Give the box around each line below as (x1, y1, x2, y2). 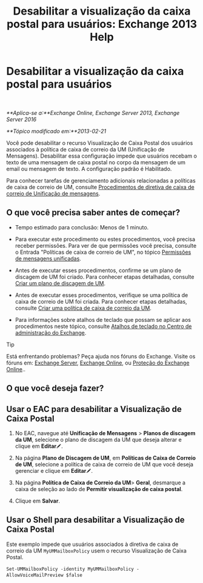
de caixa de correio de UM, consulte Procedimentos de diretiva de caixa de (6, 183, 195, 190)
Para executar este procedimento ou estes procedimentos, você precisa (15, 236, 196, 243)
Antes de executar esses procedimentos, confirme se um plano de (15, 267, 182, 274)
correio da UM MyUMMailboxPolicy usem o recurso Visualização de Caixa (6, 546, 187, 554)
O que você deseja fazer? (6, 383, 104, 394)
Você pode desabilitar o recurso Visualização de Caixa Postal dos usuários (6, 139, 193, 147)
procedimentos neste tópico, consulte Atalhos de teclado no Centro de (15, 323, 192, 330)
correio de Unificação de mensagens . (6, 190, 101, 197)
